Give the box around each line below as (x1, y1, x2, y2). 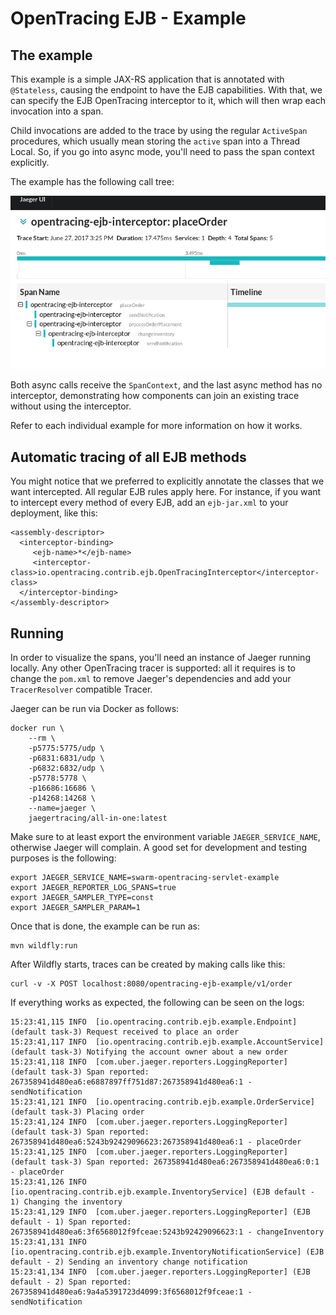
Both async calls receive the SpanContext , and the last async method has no (10, 379, 323, 391)
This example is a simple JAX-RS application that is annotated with (10, 73, 285, 85)
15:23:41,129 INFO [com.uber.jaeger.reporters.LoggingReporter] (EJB (10, 1207, 311, 1217)
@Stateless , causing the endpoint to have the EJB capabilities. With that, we (10, 84, 323, 96)
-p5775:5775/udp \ (28, 743, 105, 753)
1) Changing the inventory (10, 1197, 123, 1207)
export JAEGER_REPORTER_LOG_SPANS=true (10, 882, 177, 892)
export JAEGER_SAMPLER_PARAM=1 (10, 902, 141, 912)
